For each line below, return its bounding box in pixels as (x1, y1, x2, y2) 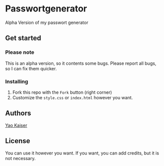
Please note (5, 49, 35, 56)
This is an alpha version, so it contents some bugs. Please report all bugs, (5, 60, 157, 66)
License (5, 137, 30, 145)
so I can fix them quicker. (5, 65, 57, 71)
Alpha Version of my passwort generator (5, 19, 89, 25)
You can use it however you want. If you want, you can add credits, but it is (5, 150, 160, 156)
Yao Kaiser (5, 122, 27, 128)
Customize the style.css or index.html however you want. (12, 94, 133, 100)
